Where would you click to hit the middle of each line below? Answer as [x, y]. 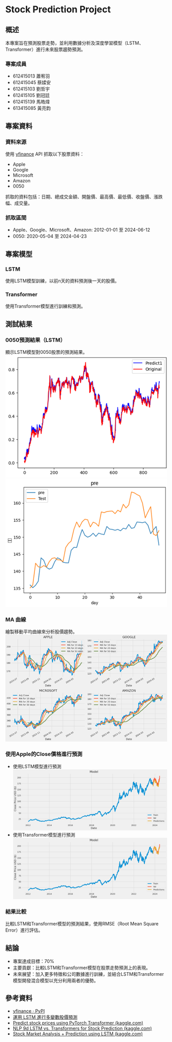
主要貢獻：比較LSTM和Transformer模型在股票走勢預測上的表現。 [81, 968]
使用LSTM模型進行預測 [37, 766]
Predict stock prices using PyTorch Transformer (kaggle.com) [78, 1022]
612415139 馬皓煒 [31, 102]
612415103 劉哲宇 [31, 89]
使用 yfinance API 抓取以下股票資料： [45, 154]
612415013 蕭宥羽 [31, 76]
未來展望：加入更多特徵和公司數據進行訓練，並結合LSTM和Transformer [88, 974]
